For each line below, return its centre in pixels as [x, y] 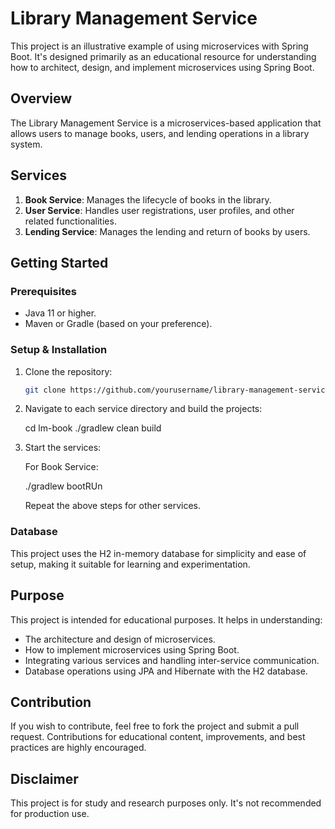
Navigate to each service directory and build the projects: [143, 409]
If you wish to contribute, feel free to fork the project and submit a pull [155, 726]
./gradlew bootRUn [63, 486]
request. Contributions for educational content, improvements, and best [158, 737]
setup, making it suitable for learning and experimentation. [130, 564]
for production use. [50, 814]
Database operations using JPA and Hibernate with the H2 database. [166, 671]
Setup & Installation [59, 350]
